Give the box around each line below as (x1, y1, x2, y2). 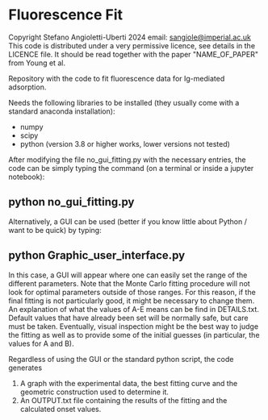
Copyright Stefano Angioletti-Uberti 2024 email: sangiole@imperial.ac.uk (8, 32, 252, 42)
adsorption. (8, 82, 47, 92)
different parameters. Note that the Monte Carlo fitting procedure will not (8, 278, 250, 288)
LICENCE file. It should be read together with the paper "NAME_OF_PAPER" (8, 49, 259, 59)
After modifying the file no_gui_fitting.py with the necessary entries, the (8, 155, 246, 164)
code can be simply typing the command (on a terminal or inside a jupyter (8, 163, 254, 173)
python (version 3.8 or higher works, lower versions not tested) (19, 139, 230, 148)
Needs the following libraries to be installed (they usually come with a (8, 98, 240, 107)
